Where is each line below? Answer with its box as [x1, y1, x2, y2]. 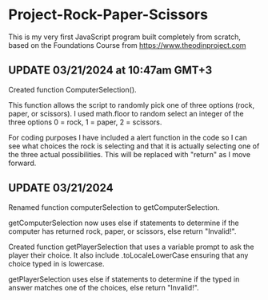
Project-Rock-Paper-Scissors [8, 6, 208, 24]
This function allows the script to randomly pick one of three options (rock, [8, 100, 255, 109]
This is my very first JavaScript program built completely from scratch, [8, 32, 242, 41]
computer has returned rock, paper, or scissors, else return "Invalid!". [8, 226, 237, 236]
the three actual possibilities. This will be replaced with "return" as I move [8, 149, 250, 159]
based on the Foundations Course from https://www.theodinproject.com [8, 40, 246, 49]
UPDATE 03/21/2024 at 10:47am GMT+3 [8, 64, 213, 77]
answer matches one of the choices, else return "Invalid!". [8, 282, 199, 292]
